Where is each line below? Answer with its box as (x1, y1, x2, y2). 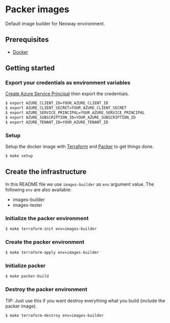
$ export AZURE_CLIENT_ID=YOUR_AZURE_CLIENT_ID (5, 101, 109, 106)
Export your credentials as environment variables (5, 79, 131, 87)
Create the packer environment (5, 238, 85, 245)
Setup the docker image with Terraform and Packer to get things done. (5, 143, 154, 149)
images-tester (12, 202, 42, 208)
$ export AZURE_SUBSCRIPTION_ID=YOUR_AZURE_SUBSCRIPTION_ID (5, 115, 136, 120)
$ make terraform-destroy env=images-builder (5, 313, 104, 318)
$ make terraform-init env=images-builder (5, 226, 97, 231)
